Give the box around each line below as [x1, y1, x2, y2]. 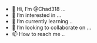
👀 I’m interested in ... [11, 12, 62, 19]
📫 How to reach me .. [11, 31, 65, 37]
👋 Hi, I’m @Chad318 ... [11, 6, 66, 12]
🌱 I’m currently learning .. [11, 18, 73, 24]
